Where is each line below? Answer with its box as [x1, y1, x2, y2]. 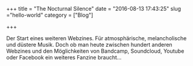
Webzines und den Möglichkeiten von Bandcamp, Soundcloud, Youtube [6, 47, 185, 55]
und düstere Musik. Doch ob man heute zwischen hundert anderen [6, 41, 173, 48]
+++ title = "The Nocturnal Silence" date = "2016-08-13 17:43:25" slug [6, 5, 182, 12]
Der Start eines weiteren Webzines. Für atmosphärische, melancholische [6, 35, 187, 41]
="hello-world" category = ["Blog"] [6, 11, 93, 19]
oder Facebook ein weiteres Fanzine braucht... [6, 54, 122, 61]
